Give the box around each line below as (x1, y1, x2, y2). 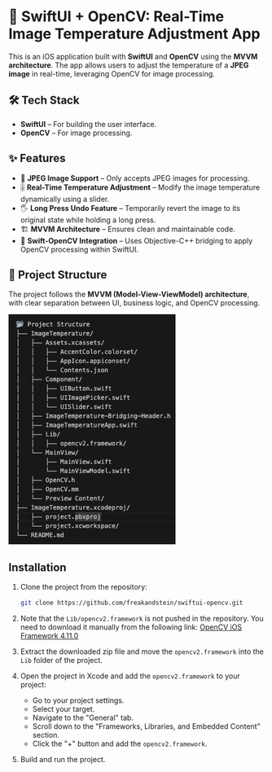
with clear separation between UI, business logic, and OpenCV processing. (8, 298, 261, 308)
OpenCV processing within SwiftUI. (20, 244, 139, 254)
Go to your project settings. (32, 695, 125, 705)
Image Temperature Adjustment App (8, 24, 261, 43)
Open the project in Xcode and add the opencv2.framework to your (20, 671, 240, 681)
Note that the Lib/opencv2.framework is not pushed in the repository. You (20, 614, 265, 624)
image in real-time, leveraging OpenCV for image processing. (8, 68, 216, 78)
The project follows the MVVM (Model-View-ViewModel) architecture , (8, 289, 250, 300)
